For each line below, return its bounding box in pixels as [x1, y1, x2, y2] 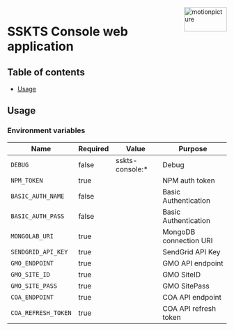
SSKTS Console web [7, 24, 129, 40]
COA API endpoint [162, 292, 221, 302]
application [7, 38, 75, 54]
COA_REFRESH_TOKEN [10, 309, 72, 316]
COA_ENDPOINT [10, 293, 54, 301]
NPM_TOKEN [10, 176, 43, 184]
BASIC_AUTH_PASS [10, 212, 65, 220]
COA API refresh [162, 303, 217, 313]
